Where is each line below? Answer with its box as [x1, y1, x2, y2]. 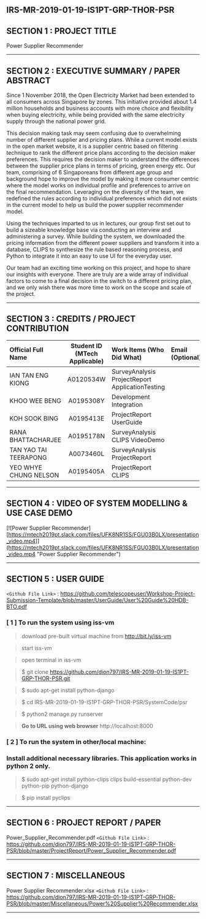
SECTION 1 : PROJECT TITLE [6, 26, 116, 36]
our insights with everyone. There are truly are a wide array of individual [6, 271, 189, 278]
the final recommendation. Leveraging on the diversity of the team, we [6, 188, 184, 196]
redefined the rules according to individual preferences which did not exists [6, 195, 197, 202]
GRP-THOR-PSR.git [21, 675, 71, 682]
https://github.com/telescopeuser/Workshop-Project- [60, 590, 196, 597]
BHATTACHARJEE [9, 435, 62, 444]
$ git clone [21, 668, 49, 675]
